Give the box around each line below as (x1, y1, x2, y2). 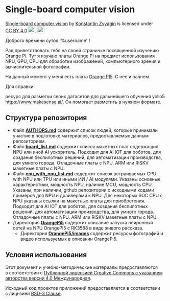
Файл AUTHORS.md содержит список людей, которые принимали (12, 127, 158, 133)
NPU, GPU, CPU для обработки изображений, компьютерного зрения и (5, 58, 161, 64)
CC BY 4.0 (5, 27, 28, 34)
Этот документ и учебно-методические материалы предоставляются (5, 264, 158, 270)
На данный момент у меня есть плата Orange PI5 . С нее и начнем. (5, 73, 151, 80)
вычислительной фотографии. (5, 63, 70, 70)
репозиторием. (12, 138, 46, 144)
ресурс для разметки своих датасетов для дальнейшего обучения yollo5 (5, 93, 165, 99)
